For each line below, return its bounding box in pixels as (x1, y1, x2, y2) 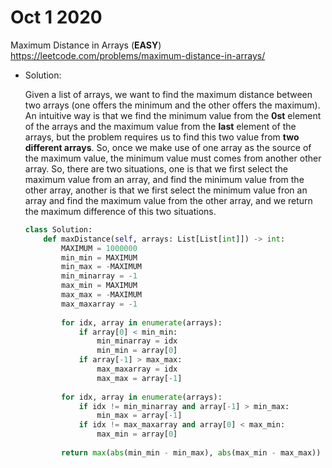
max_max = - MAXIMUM (61, 290, 142, 300)
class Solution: (24, 224, 93, 235)
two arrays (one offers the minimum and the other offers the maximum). (24, 99, 321, 111)
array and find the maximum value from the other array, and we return (24, 194, 313, 206)
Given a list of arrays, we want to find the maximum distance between (24, 88, 313, 100)
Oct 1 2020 (10, 6, 103, 29)
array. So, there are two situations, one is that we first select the (24, 162, 289, 175)
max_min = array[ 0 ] (96, 429, 178, 440)
